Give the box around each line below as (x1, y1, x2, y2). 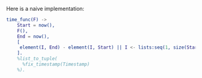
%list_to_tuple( (17, 56, 58, 62)
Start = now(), (17, 22, 55, 28)
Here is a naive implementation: (6, 5, 85, 12)
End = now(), (17, 33, 50, 40)
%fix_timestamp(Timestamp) (22, 61, 90, 67)
